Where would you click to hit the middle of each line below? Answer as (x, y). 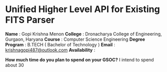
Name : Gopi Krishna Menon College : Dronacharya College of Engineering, (83, 34)
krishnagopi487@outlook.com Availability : (50, 50)
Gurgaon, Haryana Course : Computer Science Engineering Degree (75, 39)
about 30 (15, 65)
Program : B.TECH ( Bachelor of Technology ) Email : (60, 44)
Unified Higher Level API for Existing (82, 9)
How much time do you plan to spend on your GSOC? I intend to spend (80, 59)
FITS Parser (30, 20)
